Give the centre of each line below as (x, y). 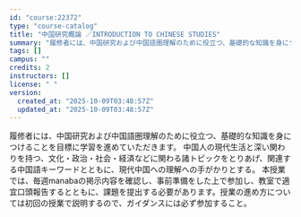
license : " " (34, 84)
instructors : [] (39, 76)
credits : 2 (30, 68)
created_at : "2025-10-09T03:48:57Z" (86, 101)
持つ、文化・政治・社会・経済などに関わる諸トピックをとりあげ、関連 (154, 159)
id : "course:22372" (46, 17)
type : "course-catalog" (54, 26)
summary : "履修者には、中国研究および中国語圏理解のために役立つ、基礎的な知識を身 (146, 43)
